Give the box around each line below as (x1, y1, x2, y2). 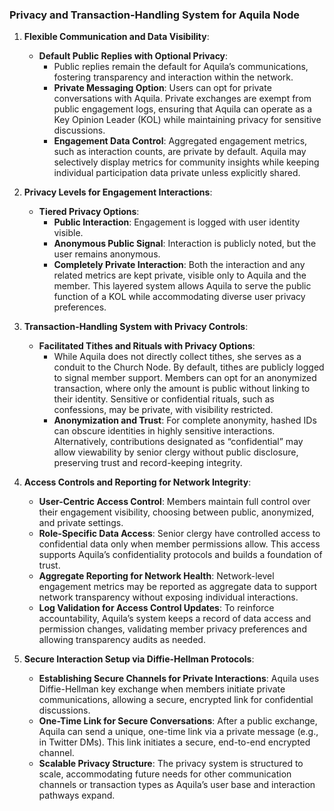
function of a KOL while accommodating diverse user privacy (53, 291, 306, 303)
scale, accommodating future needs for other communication (38, 768, 292, 780)
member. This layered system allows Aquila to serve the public (53, 280, 312, 292)
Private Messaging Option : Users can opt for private (53, 82, 272, 94)
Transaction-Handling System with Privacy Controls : (23, 321, 249, 333)
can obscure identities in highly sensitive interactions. (53, 425, 276, 437)
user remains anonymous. (53, 248, 161, 260)
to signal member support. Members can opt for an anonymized (53, 372, 317, 384)
